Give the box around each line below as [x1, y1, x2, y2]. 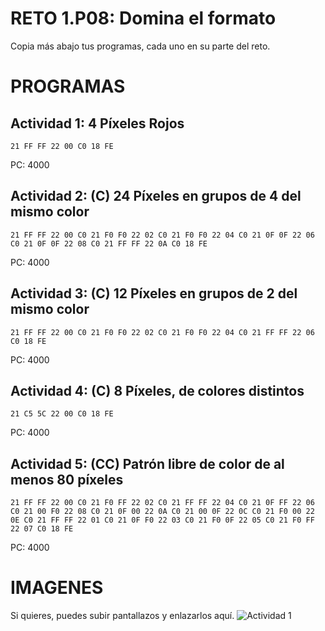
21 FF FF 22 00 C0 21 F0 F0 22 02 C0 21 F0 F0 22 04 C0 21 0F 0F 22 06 [10, 230, 315, 240]
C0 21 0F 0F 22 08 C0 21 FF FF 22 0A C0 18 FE [10, 238, 208, 249]
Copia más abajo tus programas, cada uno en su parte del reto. [10, 40, 271, 52]
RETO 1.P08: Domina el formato [10, 7, 277, 30]
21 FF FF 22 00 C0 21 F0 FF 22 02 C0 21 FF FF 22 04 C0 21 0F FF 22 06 [10, 498, 315, 508]
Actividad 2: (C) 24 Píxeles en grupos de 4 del [10, 188, 302, 205]
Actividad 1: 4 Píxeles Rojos [10, 115, 185, 132]
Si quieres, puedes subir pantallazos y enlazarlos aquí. [10, 610, 235, 622]
